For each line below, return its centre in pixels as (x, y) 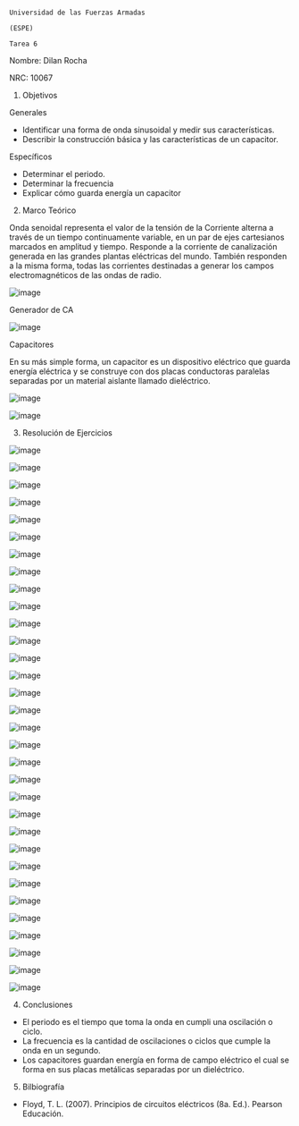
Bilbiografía (43, 1087)
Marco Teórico (49, 210)
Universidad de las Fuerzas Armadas (77, 13)
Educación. (43, 1113)
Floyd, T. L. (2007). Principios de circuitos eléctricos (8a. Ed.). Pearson (152, 1104)
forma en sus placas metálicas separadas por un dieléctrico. (133, 1069)
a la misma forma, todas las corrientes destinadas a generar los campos (142, 266)
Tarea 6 (24, 44)
